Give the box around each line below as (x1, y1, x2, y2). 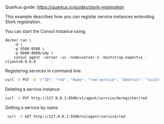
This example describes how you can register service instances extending (5, 14, 155, 19)
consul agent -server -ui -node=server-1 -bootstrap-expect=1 (14, 55, 143, 60)
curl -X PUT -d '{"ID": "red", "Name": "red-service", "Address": (5, 77, 143, 82)
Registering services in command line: (5, 68, 82, 74)
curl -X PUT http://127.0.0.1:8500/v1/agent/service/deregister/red (5, 96, 147, 100)
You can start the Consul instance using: (5, 28, 86, 34)
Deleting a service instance (5, 86, 60, 92)
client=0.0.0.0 (5, 59, 36, 64)
